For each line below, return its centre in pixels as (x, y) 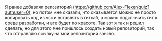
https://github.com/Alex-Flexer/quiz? (112, 7)
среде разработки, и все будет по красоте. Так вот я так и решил (75, 23)
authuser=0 (17, 12)
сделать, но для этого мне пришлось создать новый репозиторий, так (80, 28)
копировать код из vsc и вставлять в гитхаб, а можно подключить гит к (81, 18)
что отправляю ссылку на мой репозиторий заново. (60, 33)
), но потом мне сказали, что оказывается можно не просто (92, 12)
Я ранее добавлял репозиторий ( (40, 7)
